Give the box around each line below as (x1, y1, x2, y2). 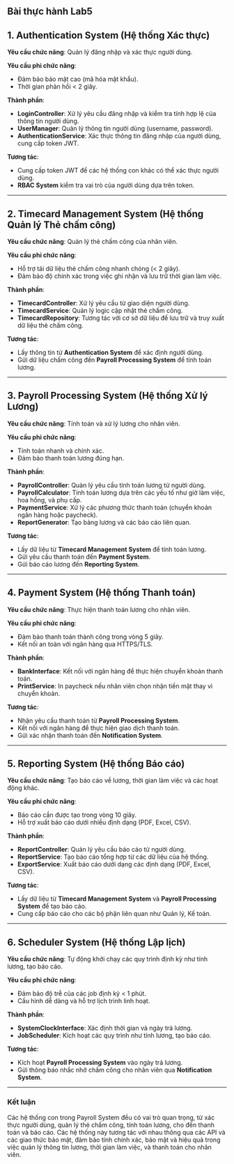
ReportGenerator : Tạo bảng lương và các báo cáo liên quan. (17, 518, 192, 526)
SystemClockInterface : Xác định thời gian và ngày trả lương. (17, 1024, 193, 1033)
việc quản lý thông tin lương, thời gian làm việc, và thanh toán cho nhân (7, 1142, 212, 1151)
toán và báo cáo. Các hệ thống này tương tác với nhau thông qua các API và (7, 1128, 226, 1136)
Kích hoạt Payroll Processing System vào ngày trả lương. (17, 1058, 183, 1067)
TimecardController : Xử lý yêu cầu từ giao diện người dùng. (17, 299, 190, 307)
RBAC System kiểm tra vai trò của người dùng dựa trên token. (17, 181, 195, 189)
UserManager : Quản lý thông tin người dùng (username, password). (17, 124, 214, 133)
